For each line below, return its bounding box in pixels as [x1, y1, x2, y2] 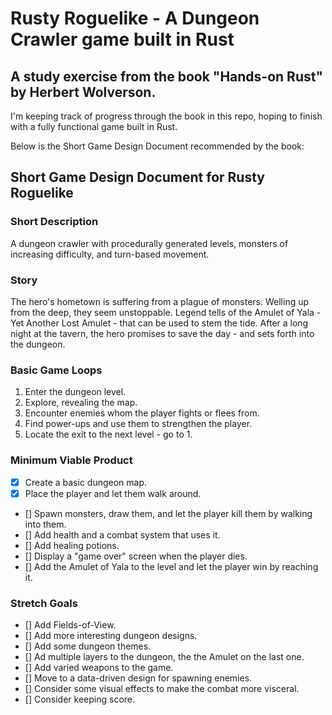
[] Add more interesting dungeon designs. [24, 630, 198, 641]
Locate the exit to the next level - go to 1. [24, 428, 193, 441]
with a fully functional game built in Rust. [10, 121, 178, 132]
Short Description [10, 215, 99, 229]
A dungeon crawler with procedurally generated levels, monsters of [10, 237, 289, 249]
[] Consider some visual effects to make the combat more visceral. [24, 683, 300, 694]
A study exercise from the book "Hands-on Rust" [10, 68, 323, 85]
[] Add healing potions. [24, 539, 120, 551]
